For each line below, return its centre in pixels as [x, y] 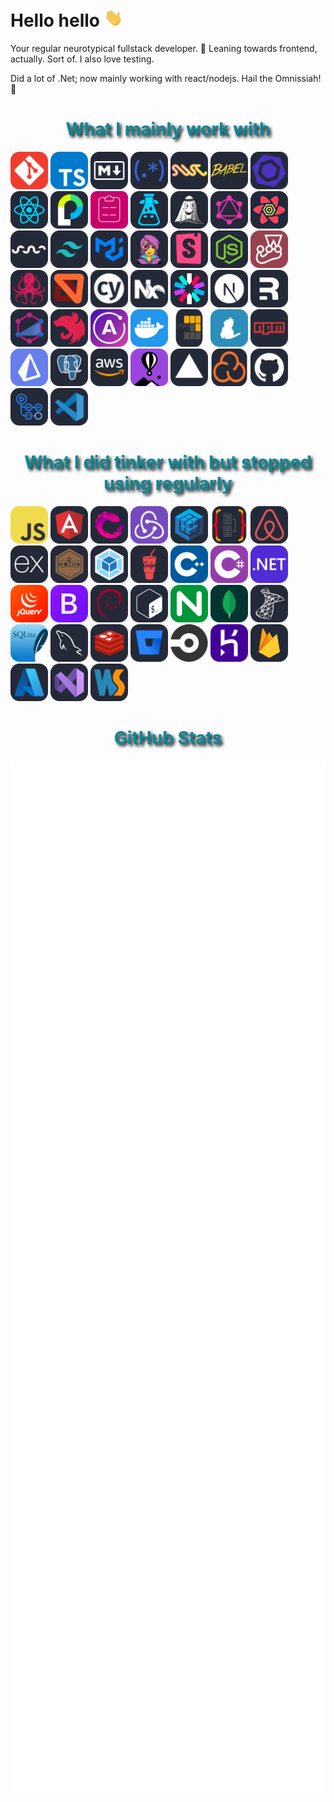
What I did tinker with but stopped [168, 462]
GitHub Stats [168, 738]
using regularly [168, 484]
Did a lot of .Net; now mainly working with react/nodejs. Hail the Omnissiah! [166, 79]
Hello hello [55, 20]
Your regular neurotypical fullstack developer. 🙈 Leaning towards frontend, [164, 49]
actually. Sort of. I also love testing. [82, 59]
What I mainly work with [168, 129]
